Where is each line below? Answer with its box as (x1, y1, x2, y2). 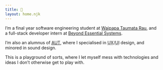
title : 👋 (5, 7, 23, 12)
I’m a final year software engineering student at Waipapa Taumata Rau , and (5, 25, 157, 31)
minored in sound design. (5, 45, 56, 51)
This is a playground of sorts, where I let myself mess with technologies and (5, 54, 159, 60)
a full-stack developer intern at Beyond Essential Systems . (5, 30, 123, 36)
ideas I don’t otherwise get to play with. (5, 59, 85, 65)
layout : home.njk (5, 12, 41, 17)
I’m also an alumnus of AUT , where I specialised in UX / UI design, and (5, 39, 144, 45)
